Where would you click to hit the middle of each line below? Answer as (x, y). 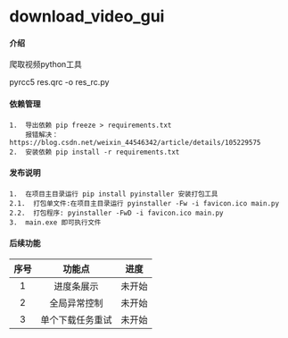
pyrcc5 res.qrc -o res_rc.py (59, 82)
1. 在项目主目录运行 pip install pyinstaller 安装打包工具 (114, 194)
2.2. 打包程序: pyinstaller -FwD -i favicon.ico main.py (117, 213)
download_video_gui (87, 17)
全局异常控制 (77, 303)
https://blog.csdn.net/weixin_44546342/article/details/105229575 (135, 142)
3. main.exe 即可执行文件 (55, 222)
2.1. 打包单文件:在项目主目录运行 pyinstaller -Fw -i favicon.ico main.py (144, 203)
